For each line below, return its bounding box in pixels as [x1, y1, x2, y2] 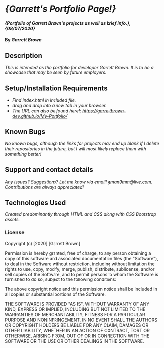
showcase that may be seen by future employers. [5, 70, 107, 75]
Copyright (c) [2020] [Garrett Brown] [5, 240, 81, 246]
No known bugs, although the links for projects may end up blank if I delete [5, 140, 160, 146]
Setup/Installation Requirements [5, 84, 108, 92]
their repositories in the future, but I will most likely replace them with [5, 145, 146, 152]
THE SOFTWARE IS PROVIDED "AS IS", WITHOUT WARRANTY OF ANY [5, 301, 150, 307]
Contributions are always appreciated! [5, 184, 84, 190]
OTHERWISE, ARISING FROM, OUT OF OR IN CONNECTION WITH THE [5, 333, 150, 339]
